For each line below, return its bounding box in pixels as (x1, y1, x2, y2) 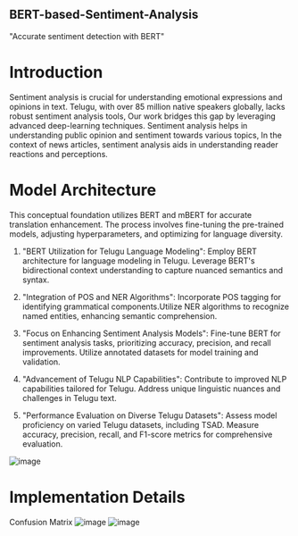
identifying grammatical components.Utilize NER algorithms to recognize (21, 301, 290, 312)
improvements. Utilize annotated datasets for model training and (21, 347, 259, 357)
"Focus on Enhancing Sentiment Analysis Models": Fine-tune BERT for (21, 328, 281, 339)
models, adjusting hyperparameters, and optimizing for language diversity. (9, 228, 284, 239)
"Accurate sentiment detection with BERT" (9, 30, 165, 41)
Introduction (9, 63, 103, 82)
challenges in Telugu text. (21, 392, 118, 403)
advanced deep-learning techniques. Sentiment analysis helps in (9, 120, 248, 130)
